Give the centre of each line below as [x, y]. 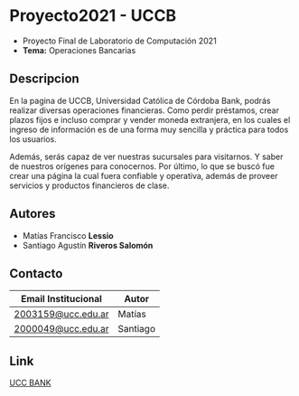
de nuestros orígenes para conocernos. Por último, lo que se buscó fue [142, 166]
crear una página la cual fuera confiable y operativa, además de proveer [144, 175]
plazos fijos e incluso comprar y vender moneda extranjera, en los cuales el [150, 119]
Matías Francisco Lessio [68, 235]
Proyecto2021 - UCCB [93, 16]
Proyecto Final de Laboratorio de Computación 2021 [119, 41]
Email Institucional [61, 299]
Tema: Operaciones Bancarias [79, 50]
